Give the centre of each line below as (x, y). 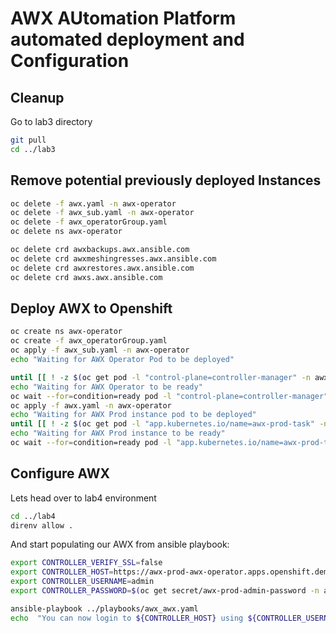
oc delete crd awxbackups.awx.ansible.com (100, 250)
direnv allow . (42, 525)
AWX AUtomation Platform (123, 18)
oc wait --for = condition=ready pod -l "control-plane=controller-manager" (169, 396)
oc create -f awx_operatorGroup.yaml (89, 341)
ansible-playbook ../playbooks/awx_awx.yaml (104, 608)
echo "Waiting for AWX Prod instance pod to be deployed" (133, 415)
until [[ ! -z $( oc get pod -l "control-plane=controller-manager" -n (160, 377)
